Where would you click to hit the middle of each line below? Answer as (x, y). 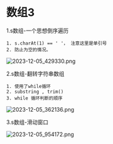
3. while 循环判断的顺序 (34, 98)
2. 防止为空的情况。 (29, 49)
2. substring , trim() (35, 92)
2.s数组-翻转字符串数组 (36, 73)
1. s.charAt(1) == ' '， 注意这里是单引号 (57, 43)
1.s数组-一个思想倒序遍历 (37, 31)
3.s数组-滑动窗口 (27, 122)
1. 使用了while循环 (29, 86)
